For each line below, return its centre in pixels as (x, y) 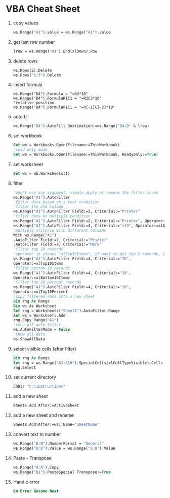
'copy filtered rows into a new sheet (54, 297)
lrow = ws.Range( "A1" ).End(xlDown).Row (55, 51)
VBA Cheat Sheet (43, 9)
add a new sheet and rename (44, 415)
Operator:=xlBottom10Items (41, 277)
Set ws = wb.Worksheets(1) (41, 173)
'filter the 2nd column (38, 207)
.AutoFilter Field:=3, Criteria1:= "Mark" (57, 244)
